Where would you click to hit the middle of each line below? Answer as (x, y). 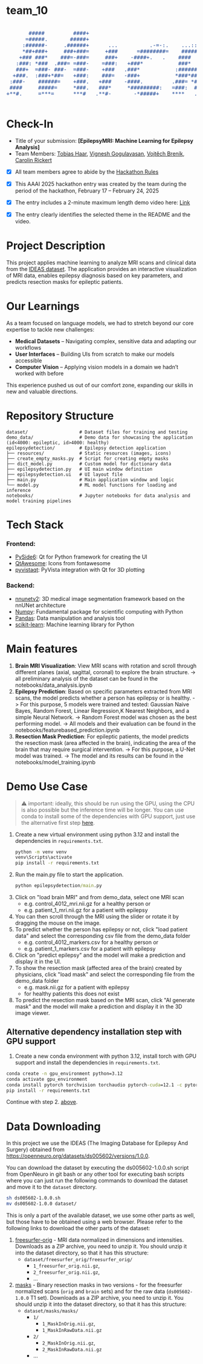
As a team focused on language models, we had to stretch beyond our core (100, 323)
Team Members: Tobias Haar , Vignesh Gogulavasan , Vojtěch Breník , (100, 153)
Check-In (30, 124)
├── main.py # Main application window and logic (90, 480)
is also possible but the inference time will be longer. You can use (102, 810)
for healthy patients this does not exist (72, 994)
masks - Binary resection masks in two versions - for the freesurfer (98, 1285)
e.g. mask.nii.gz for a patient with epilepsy (77, 988)
